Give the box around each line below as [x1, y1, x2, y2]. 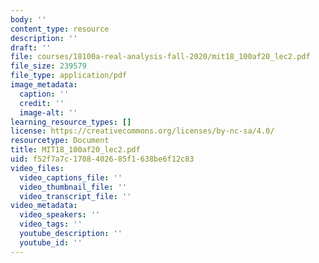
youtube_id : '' [19, 237, 83, 248]
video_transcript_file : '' [19, 191, 132, 201]
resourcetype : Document [10, 136, 110, 146]
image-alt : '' [19, 107, 78, 118]
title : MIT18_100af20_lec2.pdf [10, 145, 141, 155]
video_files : [10, 163, 65, 173]
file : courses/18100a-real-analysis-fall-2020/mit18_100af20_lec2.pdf [10, 52, 311, 62]
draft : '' [10, 42, 52, 53]
